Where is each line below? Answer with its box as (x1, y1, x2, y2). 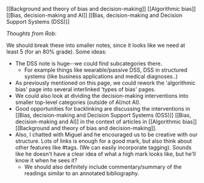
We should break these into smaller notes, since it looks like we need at (6, 42, 186, 49)
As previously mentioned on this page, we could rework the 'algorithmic (15, 79, 196, 86)
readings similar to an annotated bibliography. (24, 170, 139, 177)
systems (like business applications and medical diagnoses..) (24, 73, 178, 80)
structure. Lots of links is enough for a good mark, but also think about (15, 137, 192, 145)
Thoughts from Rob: (6, 30, 57, 37)
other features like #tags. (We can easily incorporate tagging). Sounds (15, 144, 192, 151)
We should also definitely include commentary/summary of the (24, 164, 182, 170)
